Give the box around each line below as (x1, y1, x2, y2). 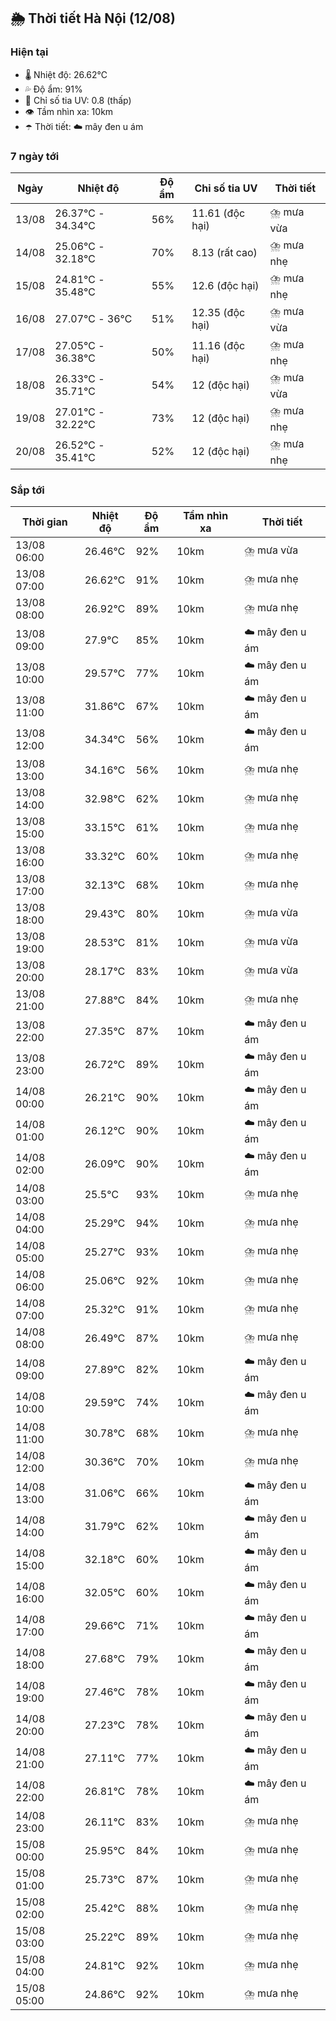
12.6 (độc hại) (191, 279, 260, 293)
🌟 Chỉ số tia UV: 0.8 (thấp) (24, 94, 132, 106)
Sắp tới (10, 483, 45, 497)
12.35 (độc (191, 306, 246, 320)
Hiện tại (10, 45, 49, 59)
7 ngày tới (10, 149, 60, 163)
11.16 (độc (191, 339, 246, 353)
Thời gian (21, 515, 68, 529)
